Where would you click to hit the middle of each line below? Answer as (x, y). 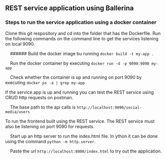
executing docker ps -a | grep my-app (45, 82)
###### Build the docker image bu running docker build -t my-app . (82, 53)
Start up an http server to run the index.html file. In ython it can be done (84, 136)
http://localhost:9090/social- (109, 107)
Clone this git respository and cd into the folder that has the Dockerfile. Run (83, 33)
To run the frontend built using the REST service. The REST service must (80, 121)
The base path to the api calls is (43, 107)
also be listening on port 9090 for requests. (50, 126)
